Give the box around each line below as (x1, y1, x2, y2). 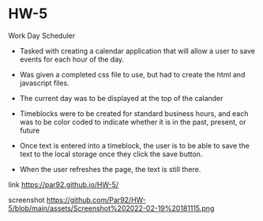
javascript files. (19, 78, 70, 88)
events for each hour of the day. (19, 54, 125, 64)
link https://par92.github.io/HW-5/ (8, 179, 119, 189)
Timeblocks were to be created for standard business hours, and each (19, 108, 249, 118)
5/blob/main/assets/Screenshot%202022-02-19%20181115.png (8, 203, 215, 213)
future (19, 125, 40, 135)
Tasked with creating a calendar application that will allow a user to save (19, 46, 255, 55)
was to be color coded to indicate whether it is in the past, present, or (19, 117, 246, 126)
